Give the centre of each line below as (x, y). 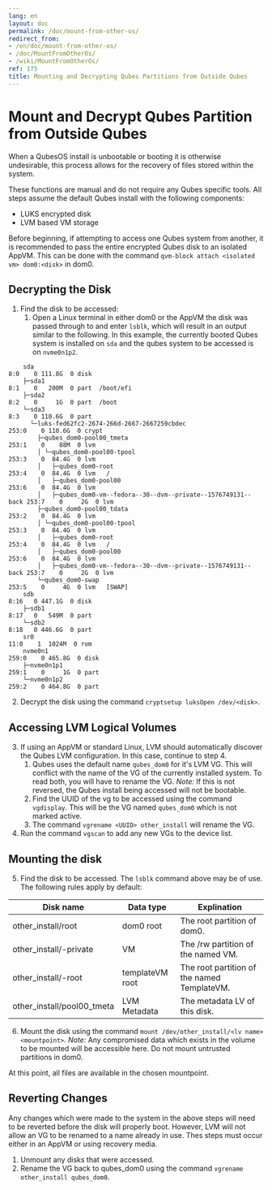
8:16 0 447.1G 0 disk (50, 602)
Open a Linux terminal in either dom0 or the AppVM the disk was (140, 318)
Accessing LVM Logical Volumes (93, 727)
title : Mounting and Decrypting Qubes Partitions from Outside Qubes (128, 76)
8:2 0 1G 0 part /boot (63, 403)
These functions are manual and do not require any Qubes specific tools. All (135, 189)
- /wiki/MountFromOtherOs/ (54, 62)
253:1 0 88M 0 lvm (52, 445)
